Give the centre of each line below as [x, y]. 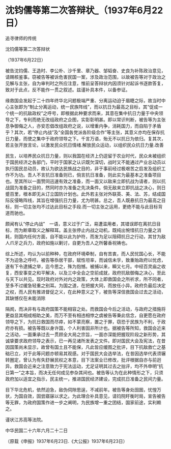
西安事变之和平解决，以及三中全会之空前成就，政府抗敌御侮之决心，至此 [90, 273]
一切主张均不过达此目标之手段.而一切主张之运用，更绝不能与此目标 [89, 206]
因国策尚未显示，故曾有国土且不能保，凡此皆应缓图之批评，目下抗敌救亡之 [83, 347]
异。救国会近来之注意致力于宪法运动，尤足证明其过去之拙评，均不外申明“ [82, 366]
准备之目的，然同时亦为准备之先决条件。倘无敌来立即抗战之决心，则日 [92, 187]
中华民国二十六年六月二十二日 [36, 430]
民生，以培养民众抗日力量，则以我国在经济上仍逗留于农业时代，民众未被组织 [85, 156]
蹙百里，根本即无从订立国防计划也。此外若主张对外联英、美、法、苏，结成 [83, 194]
